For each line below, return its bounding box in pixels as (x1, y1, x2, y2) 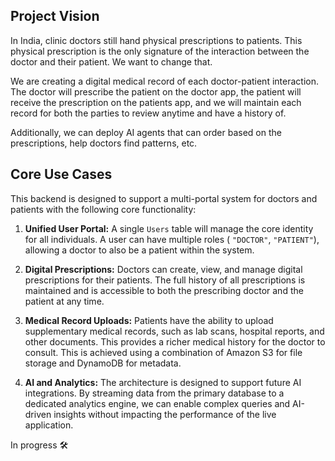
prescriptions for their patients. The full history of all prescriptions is (24, 274, 306, 286)
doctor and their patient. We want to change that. (10, 55, 213, 68)
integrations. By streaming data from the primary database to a (24, 387, 285, 399)
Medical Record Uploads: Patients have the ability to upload (24, 314, 274, 326)
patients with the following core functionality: (10, 203, 197, 215)
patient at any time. (24, 295, 105, 307)
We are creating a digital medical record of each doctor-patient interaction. (10, 75, 319, 87)
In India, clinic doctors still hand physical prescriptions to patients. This (10, 34, 303, 46)
